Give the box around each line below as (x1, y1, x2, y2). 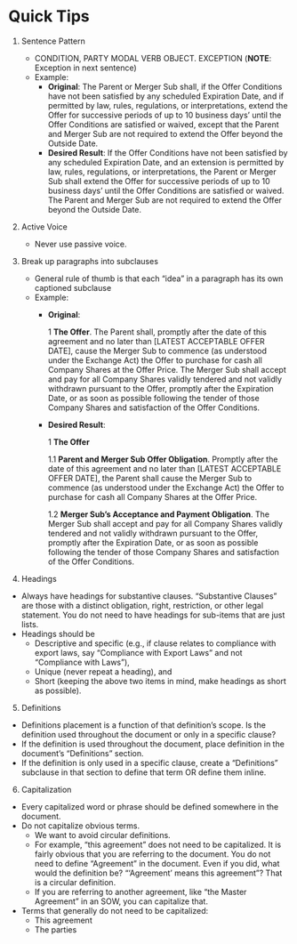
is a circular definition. (34, 876, 116, 887)
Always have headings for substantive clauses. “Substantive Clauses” (20, 590, 277, 601)
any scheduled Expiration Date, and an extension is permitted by (47, 157, 285, 167)
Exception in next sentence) (34, 62, 137, 73)
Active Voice (20, 221, 68, 232)
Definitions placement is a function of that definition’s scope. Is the (20, 719, 266, 730)
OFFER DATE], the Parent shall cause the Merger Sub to (47, 472, 253, 483)
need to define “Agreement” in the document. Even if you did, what (34, 858, 280, 868)
